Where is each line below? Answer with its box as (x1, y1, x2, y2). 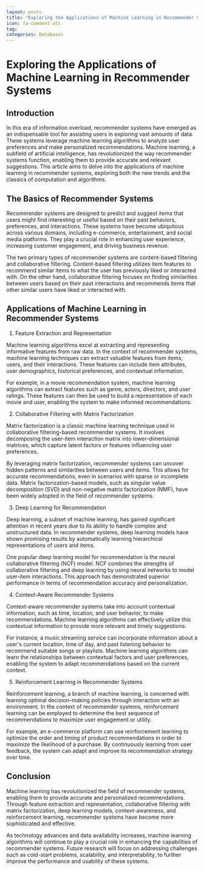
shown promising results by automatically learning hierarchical (6, 535, 163, 542)
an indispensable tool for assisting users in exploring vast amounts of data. (6, 130, 194, 138)
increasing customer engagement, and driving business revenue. (6, 242, 169, 249)
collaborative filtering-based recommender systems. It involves (6, 428, 165, 435)
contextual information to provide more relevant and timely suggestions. (6, 622, 186, 629)
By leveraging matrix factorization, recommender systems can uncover (6, 459, 184, 467)
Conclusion (6, 771, 51, 781)
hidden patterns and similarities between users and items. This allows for (6, 466, 189, 473)
